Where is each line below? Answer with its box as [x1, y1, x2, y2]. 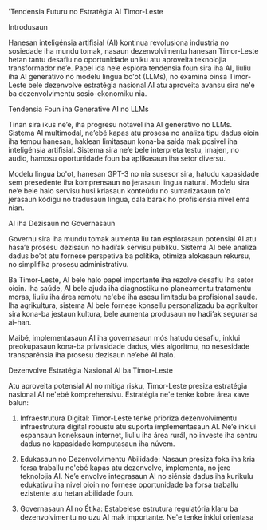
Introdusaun [8, 22, 48, 31]
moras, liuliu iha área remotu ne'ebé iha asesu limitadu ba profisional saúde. [8, 292, 257, 301]
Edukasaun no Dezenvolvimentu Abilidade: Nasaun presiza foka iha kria [19, 455, 256, 464]
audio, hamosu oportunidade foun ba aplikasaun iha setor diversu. [8, 153, 226, 163]
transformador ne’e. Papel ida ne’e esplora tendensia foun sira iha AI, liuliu [8, 63, 251, 73]
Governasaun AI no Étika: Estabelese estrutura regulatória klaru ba [19, 504, 238, 513]
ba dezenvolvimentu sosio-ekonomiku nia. [8, 89, 147, 98]
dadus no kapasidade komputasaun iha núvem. [19, 439, 175, 448]
